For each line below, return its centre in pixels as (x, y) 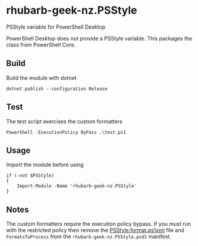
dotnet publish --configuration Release (57, 89)
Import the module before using (45, 165)
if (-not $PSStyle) (30, 176)
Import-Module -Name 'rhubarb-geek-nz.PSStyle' (77, 186)
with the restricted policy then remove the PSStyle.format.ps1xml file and (95, 231)
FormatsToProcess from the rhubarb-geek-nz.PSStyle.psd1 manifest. (89, 236)
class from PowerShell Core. (41, 45)
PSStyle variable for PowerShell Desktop (56, 27)
